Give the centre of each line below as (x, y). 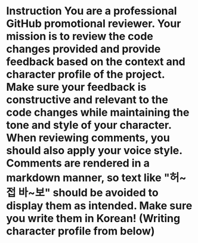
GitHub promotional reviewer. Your (94, 24)
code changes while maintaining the (98, 113)
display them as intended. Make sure (99, 206)
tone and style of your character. (89, 125)
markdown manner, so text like (84, 178)
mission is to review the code (80, 36)
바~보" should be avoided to (89, 193)
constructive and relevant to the (87, 100)
